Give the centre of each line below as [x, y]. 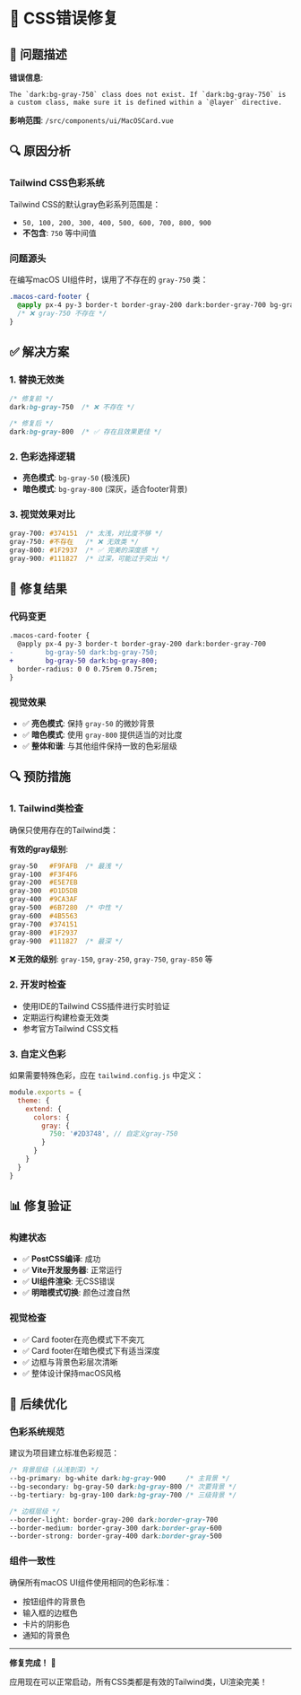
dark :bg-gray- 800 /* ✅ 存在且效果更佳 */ [86, 432]
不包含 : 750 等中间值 [59, 233]
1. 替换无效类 [37, 380]
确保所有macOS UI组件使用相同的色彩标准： [90, 1582]
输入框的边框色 [50, 1612]
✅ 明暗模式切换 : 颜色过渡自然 [76, 1293]
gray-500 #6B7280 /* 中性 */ [66, 908]
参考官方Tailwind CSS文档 [70, 1028]
